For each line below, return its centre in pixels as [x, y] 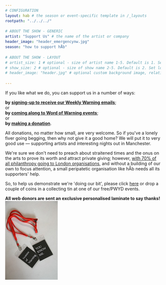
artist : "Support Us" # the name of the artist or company [67, 37]
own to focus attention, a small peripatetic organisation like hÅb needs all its [83, 169]
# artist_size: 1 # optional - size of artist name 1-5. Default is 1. [80, 62]
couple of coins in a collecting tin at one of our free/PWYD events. [72, 189]
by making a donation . [28, 123]
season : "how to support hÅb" [36, 47]
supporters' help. [23, 174]
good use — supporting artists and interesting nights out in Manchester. [78, 143]
